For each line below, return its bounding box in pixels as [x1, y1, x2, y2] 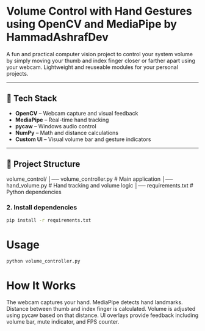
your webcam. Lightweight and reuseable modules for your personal [6, 63, 179, 71]
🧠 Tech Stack [6, 93, 57, 104]
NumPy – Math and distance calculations [15, 129, 119, 136]
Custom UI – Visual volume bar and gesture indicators [15, 136, 151, 143]
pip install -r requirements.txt [6, 217, 92, 224]
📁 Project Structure [6, 159, 81, 169]
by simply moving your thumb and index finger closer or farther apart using [6, 57, 195, 64]
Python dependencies [6, 188, 62, 195]
